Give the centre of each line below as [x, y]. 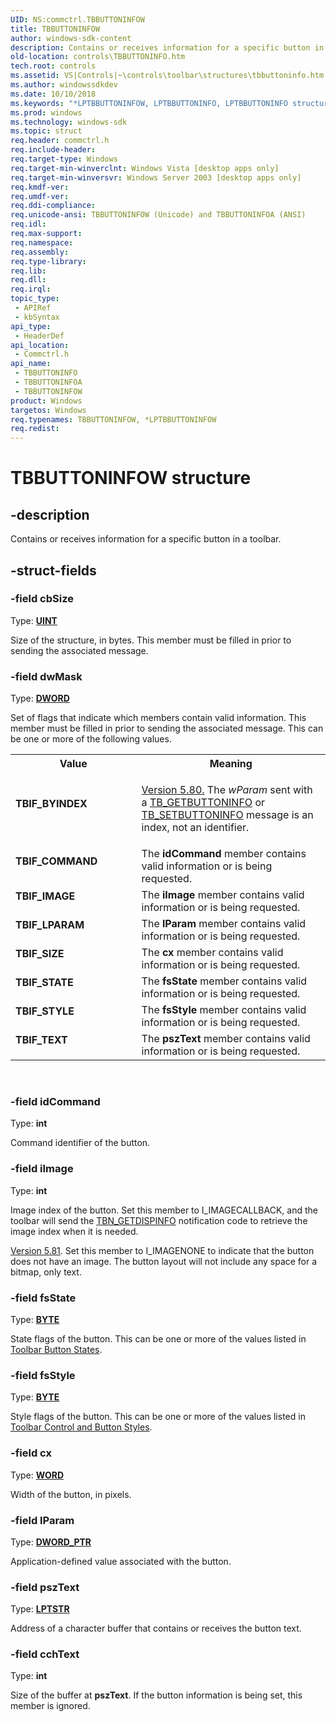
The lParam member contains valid [224, 924]
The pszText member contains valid [226, 1039]
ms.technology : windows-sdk [69, 122]
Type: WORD [37, 1475]
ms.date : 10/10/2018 [53, 94]
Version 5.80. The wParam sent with [227, 790]
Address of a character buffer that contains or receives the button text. [156, 1628]
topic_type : [35, 299]
